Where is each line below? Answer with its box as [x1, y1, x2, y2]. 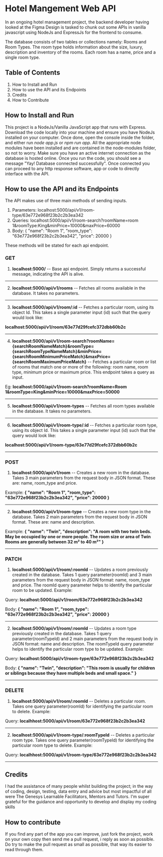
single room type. [5, 54, 40, 60]
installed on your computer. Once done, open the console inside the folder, [5, 135, 155, 140]
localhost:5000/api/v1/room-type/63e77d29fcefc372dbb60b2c [5, 442, 137, 448]
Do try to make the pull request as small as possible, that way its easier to [5, 841, 152, 847]
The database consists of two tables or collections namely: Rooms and [5, 39, 147, 44]
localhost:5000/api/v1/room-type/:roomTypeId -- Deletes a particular [12, 732, 155, 738]
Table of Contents [5, 69, 61, 77]
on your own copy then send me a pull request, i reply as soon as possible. [5, 837, 155, 842]
